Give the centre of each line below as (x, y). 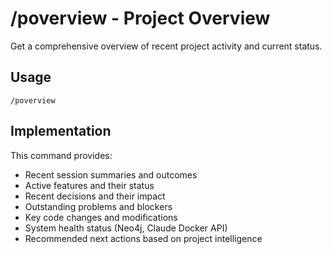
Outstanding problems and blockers (98, 206)
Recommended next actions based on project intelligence (143, 238)
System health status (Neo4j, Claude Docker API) (126, 228)
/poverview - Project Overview (140, 18)
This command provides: (61, 155)
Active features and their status (89, 185)
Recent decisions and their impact (95, 196)
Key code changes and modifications (101, 217)
